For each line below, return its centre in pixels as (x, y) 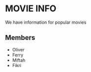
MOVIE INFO (31, 9)
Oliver (18, 49)
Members (20, 38)
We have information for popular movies (46, 22)
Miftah (19, 60)
